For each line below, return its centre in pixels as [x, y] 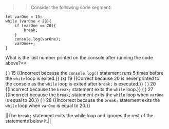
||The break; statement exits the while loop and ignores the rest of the [79, 115]
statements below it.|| [28, 121]
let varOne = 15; [24, 17]
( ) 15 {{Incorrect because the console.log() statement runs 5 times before [84, 73]
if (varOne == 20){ [35, 26]
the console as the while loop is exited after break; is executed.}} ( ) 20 [81, 84]
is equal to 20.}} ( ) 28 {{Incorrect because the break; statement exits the [83, 100]
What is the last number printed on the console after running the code [79, 58]
